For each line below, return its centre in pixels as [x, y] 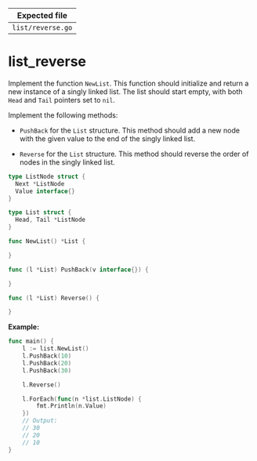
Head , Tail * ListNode [51, 220]
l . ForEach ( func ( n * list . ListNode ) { [82, 399]
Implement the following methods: [63, 115]
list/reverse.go [42, 28]
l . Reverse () [42, 385]
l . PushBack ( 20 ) [47, 363]
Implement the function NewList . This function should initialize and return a [128, 83]
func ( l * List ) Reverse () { [54, 298]
